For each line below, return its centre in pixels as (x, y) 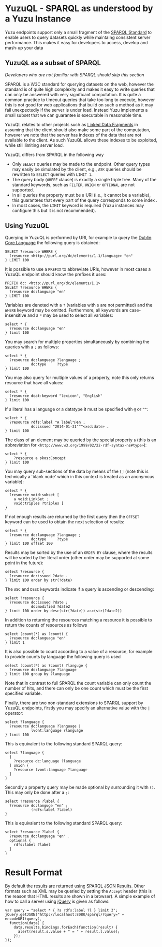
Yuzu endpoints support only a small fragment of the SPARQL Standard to (79, 32)
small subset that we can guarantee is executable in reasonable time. (74, 115)
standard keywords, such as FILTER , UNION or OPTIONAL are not (73, 185)
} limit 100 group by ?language (37, 674)
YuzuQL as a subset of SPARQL (53, 63)
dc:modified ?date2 (50, 606)
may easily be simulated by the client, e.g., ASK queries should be (77, 169)
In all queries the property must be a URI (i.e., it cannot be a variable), (81, 195)
